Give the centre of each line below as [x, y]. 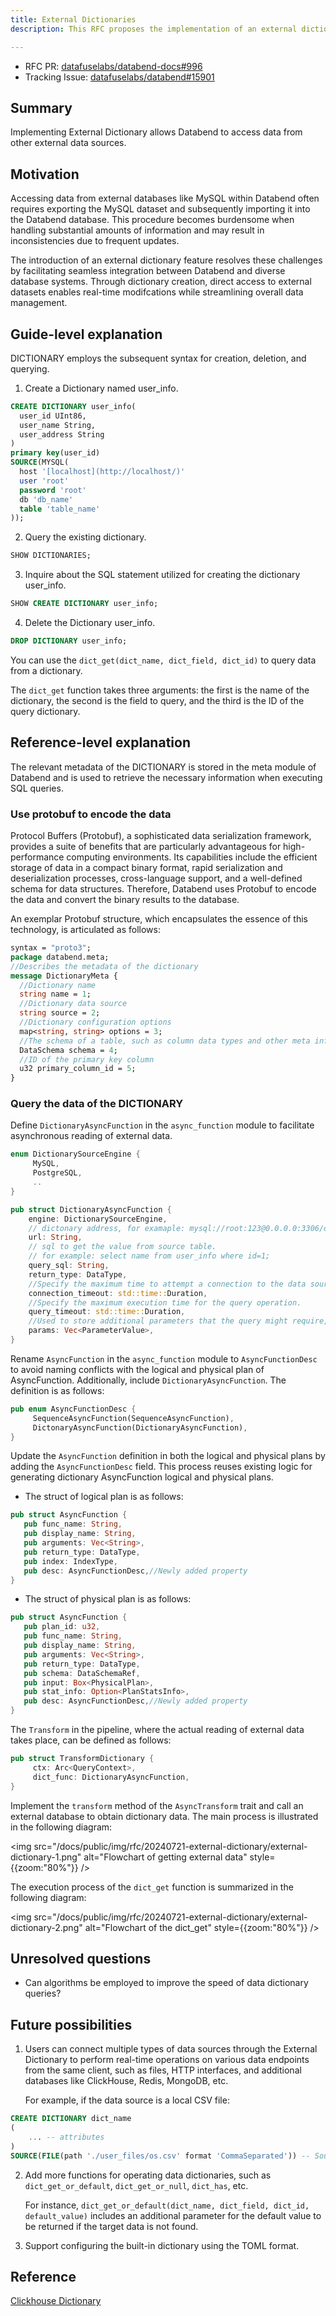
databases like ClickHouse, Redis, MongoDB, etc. [126, 2081]
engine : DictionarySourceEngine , [98, 1219]
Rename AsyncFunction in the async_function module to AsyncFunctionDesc [164, 1358]
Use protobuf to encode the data [91, 814]
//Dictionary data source [73, 1004]
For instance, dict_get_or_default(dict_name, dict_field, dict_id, [167, 2205]
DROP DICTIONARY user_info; [69, 641]
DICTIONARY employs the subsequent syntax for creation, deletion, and [158, 358]
